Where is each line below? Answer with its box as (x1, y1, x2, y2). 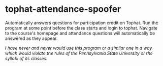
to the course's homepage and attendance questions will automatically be (5, 30, 155, 36)
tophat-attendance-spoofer (5, 3, 121, 15)
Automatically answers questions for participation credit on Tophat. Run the (5, 20, 159, 26)
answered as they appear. (5, 35, 58, 41)
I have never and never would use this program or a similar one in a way (5, 45, 152, 51)
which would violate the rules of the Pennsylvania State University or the (5, 50, 153, 56)
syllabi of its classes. (5, 55, 48, 61)
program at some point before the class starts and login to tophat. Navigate (5, 25, 158, 31)
